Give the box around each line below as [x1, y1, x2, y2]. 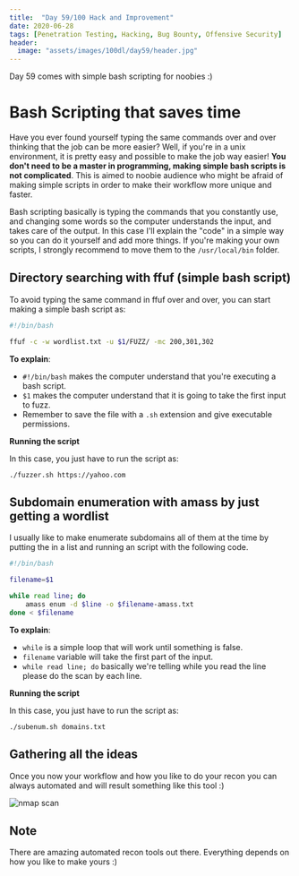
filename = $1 [9, 575, 54, 585]
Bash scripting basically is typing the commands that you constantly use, [9, 207, 279, 218]
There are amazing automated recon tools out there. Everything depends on [9, 847, 289, 858]
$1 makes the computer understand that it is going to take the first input [21, 390, 286, 400]
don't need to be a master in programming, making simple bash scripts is [9, 160, 286, 171]
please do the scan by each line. [21, 670, 142, 681]
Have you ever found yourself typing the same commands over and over [9, 132, 277, 143]
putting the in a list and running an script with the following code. [9, 542, 249, 553]
